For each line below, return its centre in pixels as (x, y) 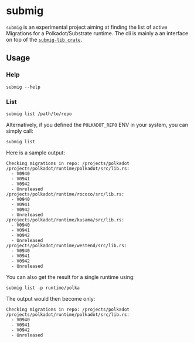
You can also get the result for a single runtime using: (70, 277)
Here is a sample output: (36, 152)
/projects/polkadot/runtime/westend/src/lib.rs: (67, 246)
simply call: (20, 131)
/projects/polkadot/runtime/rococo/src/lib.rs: (65, 194)
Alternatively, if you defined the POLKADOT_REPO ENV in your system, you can (97, 125)
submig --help (23, 87)
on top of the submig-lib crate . (44, 39)
